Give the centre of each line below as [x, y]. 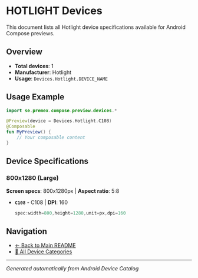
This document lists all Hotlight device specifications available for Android [96, 27]
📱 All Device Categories [43, 252]
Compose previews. [30, 33]
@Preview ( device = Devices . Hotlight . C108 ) [59, 121]
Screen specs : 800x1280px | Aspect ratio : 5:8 [63, 191]
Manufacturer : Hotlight [43, 72]
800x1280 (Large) [32, 178]
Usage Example [35, 97]
